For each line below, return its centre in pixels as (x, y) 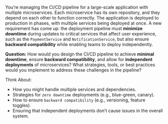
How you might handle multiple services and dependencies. (74, 89)
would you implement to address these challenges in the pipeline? (73, 70)
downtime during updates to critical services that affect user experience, (81, 34)
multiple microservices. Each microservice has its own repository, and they (83, 12)
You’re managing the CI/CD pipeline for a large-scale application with (77, 7)
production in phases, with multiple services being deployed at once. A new (83, 23)
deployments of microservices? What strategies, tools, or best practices (80, 65)
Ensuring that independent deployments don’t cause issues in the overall (88, 110)
